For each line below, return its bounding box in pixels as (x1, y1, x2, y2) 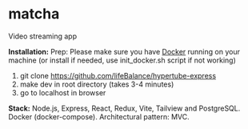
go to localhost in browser (19, 87, 106, 97)
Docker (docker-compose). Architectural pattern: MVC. (8, 111, 190, 121)
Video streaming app (8, 31, 78, 41)
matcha (8, 5, 60, 23)
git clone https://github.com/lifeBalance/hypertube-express (19, 71, 217, 80)
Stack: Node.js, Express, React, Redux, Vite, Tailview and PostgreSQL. (8, 103, 241, 113)
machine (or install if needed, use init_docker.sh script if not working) (8, 55, 236, 65)
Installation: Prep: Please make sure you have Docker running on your (8, 46, 240, 56)
